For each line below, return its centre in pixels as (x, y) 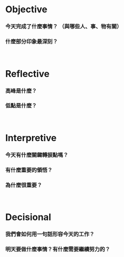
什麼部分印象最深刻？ (32, 42)
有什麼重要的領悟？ (29, 170)
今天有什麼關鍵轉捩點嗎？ (37, 155)
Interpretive (31, 138)
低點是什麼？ (21, 106)
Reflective (27, 74)
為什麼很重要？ (24, 185)
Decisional (28, 217)
